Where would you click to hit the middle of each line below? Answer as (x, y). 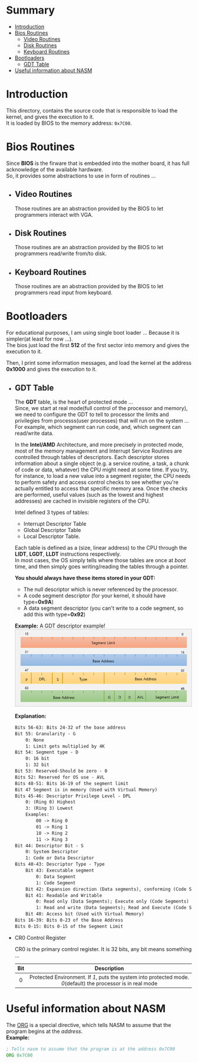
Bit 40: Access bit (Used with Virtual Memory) (85, 914)
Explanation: (30, 716)
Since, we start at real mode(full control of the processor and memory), (101, 408)
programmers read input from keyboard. (64, 293)
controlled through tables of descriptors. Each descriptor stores (92, 457)
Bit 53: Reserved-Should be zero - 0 (61, 771)
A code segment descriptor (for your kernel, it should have (95, 595)
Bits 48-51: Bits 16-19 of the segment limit (71, 783)
